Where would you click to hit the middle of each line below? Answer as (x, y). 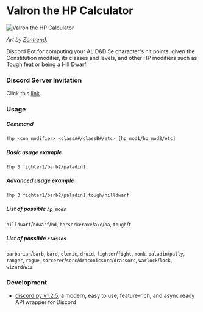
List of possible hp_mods (36, 209)
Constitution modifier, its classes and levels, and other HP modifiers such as (102, 58)
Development (27, 282)
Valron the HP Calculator (70, 11)
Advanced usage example (40, 180)
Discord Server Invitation (44, 80)
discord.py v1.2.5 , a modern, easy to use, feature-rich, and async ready (105, 296)
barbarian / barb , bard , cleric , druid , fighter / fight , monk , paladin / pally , (96, 254)
